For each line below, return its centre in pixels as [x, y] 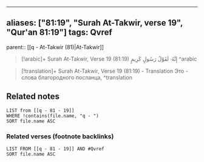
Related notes [33, 97]
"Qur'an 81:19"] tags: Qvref [59, 32]
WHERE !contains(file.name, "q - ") [53, 116]
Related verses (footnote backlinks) [60, 136]
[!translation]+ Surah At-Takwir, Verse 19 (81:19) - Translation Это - [104, 71]
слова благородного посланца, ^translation [76, 77]
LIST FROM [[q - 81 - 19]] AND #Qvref [55, 149]
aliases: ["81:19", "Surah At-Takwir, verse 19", [95, 23]
